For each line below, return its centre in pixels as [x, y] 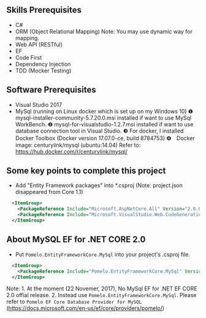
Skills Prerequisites [44, 10]
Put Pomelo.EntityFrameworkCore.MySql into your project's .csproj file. [103, 254]
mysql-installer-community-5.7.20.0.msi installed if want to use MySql [103, 118]
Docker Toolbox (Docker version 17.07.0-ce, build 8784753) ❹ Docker [105, 138]
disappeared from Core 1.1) [49, 192]
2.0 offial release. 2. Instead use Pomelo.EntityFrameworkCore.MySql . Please [101, 295]
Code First [28, 57]
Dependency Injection [43, 64]
